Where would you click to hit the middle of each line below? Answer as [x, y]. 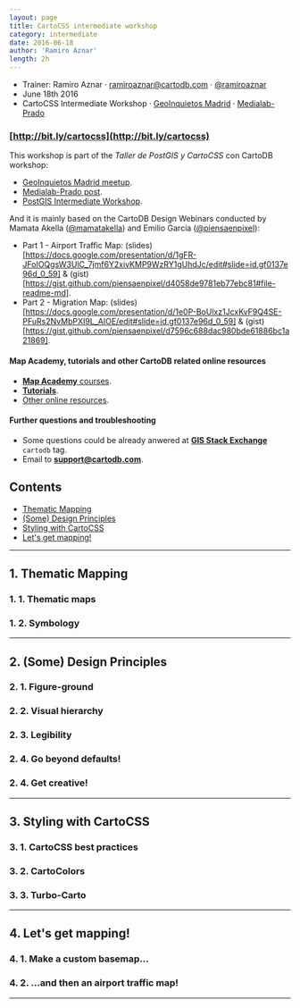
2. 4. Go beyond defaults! [65, 759]
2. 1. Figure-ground [51, 687]
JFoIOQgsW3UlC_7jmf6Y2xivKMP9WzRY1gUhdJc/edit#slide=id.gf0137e [155, 265]
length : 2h [29, 59]
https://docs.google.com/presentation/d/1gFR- [111, 255]
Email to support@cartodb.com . [83, 459]
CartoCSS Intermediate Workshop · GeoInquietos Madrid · [129, 103]
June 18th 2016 [50, 94]
